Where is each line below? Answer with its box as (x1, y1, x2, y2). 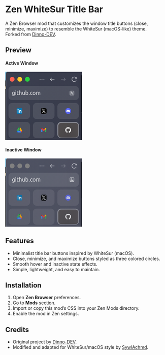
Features (5, 237, 34, 245)
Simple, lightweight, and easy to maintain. (12, 266, 100, 272)
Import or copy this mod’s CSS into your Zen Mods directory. (12, 305, 140, 311)
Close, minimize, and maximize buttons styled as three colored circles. (12, 255, 160, 262)
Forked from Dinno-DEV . (5, 31, 57, 37)
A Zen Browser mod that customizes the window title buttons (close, (5, 20, 148, 26)
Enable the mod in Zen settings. (12, 311, 79, 317)
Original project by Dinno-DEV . (12, 339, 77, 345)
